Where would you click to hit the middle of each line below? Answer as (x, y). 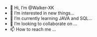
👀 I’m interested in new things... (42, 13)
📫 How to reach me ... (33, 29)
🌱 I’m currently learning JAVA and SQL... (51, 18)
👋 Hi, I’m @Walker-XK (32, 8)
